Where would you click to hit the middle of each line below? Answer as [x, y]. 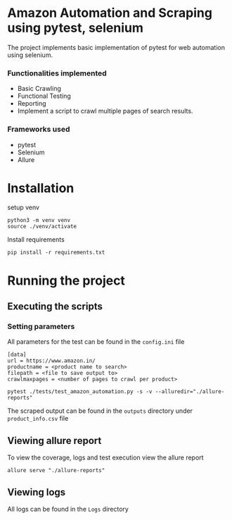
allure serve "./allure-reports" [56, 471]
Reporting [32, 104]
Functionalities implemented [57, 73]
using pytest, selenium [76, 28]
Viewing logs [37, 492]
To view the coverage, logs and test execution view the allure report [105, 458]
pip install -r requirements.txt [56, 253]
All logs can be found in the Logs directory [68, 509]
